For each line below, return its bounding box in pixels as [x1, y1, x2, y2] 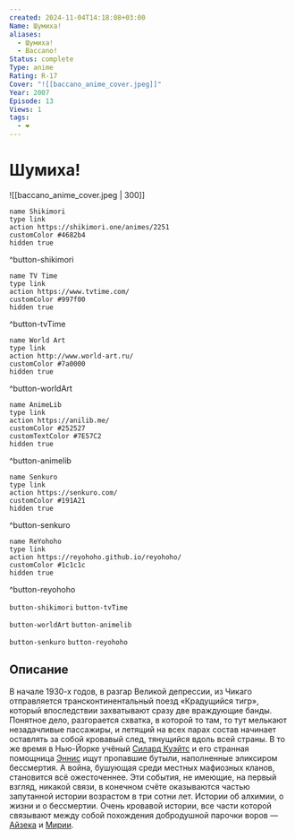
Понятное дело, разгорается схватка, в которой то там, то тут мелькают [9, 714, 288, 725]
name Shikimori [9, 207, 66, 216]
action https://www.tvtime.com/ [9, 287, 130, 296]
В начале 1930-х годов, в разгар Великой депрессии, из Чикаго [9, 686, 253, 696]
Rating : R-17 [9, 72, 58, 81]
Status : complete [9, 55, 74, 64]
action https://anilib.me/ [9, 416, 110, 425]
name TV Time [9, 271, 58, 281]
